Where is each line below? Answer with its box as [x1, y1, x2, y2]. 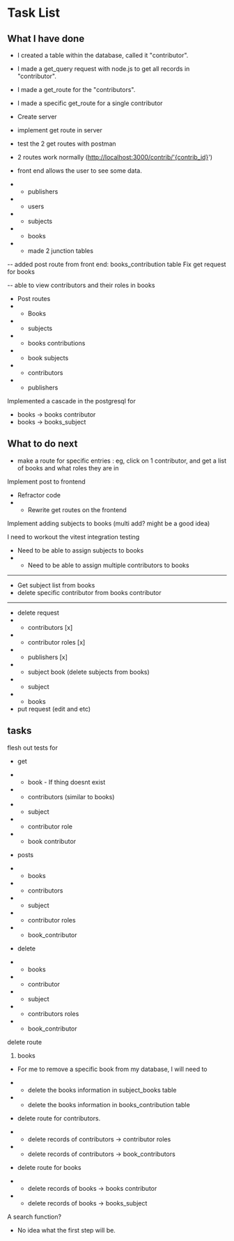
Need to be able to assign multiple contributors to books [27, 561, 189, 569]
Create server [17, 113, 57, 121]
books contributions [27, 339, 86, 347]
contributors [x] [27, 623, 73, 631]
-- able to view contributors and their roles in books [7, 281, 155, 289]
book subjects [27, 354, 69, 362]
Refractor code [17, 491, 61, 499]
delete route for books [17, 1163, 81, 1171]
